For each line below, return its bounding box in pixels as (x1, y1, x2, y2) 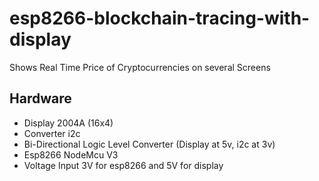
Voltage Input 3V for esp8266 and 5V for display (23, 159, 224, 171)
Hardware (9, 90, 72, 107)
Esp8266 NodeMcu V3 (23, 148, 119, 161)
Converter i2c (23, 127, 81, 139)
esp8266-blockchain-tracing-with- (9, 7, 311, 30)
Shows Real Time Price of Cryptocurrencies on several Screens (9, 61, 271, 73)
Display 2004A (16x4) (23, 117, 114, 129)
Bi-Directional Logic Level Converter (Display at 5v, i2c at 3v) (23, 138, 276, 150)
